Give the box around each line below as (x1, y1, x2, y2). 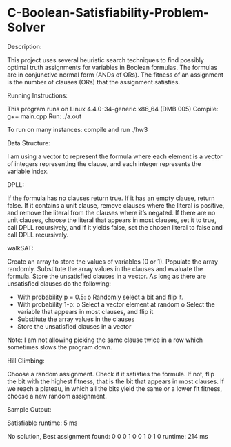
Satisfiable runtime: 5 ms (7, 419, 78, 427)
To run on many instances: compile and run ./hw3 (7, 125, 148, 134)
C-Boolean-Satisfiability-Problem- (7, 5, 210, 21)
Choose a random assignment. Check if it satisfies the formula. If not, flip (7, 370, 215, 378)
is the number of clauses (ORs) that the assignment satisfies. (7, 77, 181, 86)
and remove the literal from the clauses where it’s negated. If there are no (7, 208, 216, 217)
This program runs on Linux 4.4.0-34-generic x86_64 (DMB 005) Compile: (7, 104, 219, 113)
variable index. (7, 167, 50, 175)
